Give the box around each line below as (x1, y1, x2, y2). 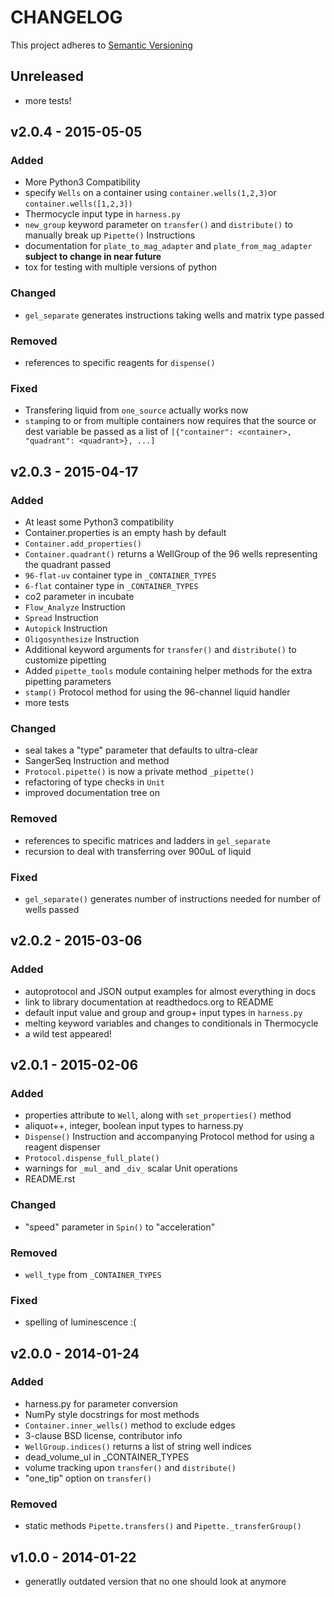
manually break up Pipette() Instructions (24, 229, 196, 241)
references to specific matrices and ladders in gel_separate (24, 834, 271, 846)
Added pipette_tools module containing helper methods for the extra (24, 665, 313, 677)
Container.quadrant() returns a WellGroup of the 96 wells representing (24, 548, 318, 560)
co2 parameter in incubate (24, 591, 135, 603)
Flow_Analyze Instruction (24, 601, 126, 613)
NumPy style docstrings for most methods (24, 1408, 200, 1420)
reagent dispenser (24, 1141, 101, 1153)
